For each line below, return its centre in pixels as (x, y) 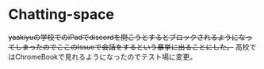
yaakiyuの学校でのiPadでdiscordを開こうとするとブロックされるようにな (127, 37)
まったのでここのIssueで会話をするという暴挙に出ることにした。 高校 (136, 47)
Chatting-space (61, 15)
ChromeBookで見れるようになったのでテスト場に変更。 (105, 56)
